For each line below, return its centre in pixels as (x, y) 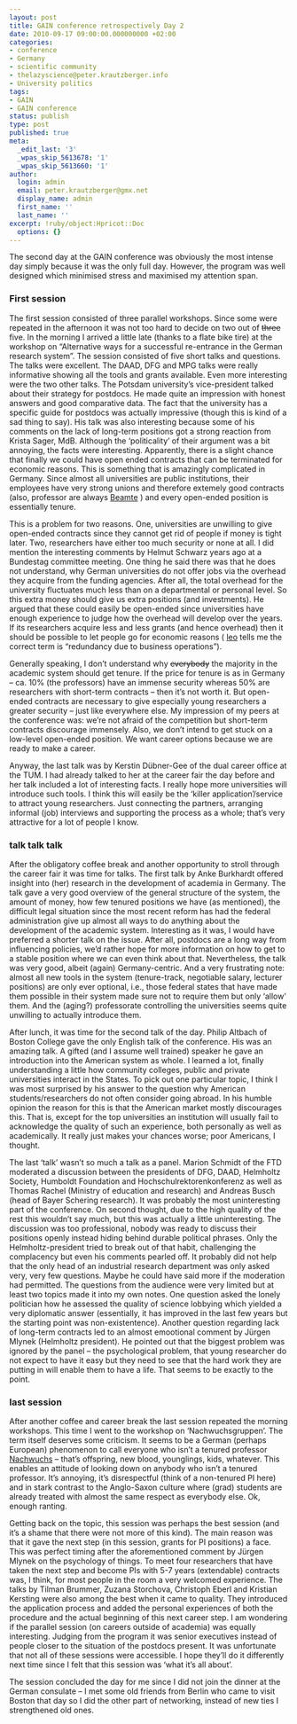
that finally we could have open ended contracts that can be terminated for (146, 459)
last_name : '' (43, 215)
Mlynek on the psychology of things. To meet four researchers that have (141, 1561)
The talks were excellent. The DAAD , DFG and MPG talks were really (134, 365)
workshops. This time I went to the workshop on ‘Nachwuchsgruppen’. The (146, 1431)
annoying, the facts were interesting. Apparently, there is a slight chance (141, 450)
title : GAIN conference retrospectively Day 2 (97, 26)
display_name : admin (55, 199)
